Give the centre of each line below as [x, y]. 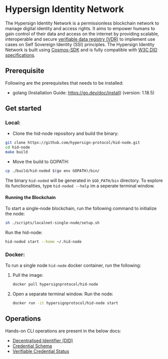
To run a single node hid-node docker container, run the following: [73, 265]
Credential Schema [32, 346]
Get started [23, 109]
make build [17, 152]
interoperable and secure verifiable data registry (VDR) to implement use [80, 39]
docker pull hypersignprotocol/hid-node [55, 284]
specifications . [21, 55]
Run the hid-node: [24, 233]
